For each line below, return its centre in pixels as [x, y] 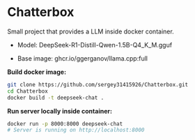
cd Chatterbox [28, 91]
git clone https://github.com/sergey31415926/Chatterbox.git [98, 84]
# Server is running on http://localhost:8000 [76, 130]
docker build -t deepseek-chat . [56, 98]
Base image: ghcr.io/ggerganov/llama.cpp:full [83, 58]
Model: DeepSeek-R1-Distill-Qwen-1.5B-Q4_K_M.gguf [95, 45]
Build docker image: [37, 72]
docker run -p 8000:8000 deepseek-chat [65, 124]
